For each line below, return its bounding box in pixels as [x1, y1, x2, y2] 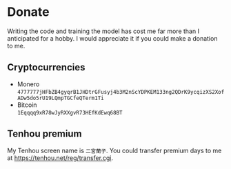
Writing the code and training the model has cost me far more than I [7, 27, 200, 35]
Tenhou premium [7, 128, 82, 140]
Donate [7, 4, 50, 20]
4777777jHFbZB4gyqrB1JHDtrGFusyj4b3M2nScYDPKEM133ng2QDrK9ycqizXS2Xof [17, 88, 225, 95]
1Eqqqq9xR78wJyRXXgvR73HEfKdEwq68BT [17, 109, 123, 116]
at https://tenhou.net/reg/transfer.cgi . [7, 153, 114, 162]
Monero [17, 80, 40, 88]
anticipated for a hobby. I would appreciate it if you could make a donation [7, 34, 218, 42]
